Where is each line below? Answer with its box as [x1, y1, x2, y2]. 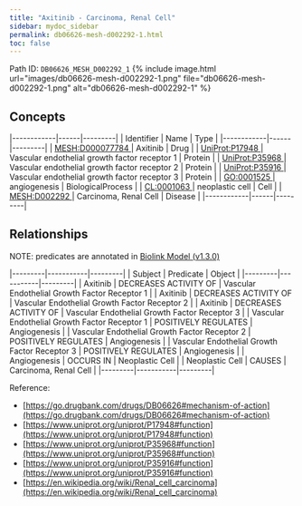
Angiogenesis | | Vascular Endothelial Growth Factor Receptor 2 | [9, 326, 251, 336]
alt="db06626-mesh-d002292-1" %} [72, 83, 212, 93]
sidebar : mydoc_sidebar [9, 22, 99, 31]
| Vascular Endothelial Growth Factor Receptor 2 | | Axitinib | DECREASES [9, 297, 282, 308]
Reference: [9, 382, 51, 393]
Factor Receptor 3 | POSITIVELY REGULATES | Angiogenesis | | [9, 345, 245, 356]
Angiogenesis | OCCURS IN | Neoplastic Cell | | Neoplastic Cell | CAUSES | [9, 355, 287, 365]
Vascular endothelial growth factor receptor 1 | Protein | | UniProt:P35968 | [9, 152, 287, 163]
